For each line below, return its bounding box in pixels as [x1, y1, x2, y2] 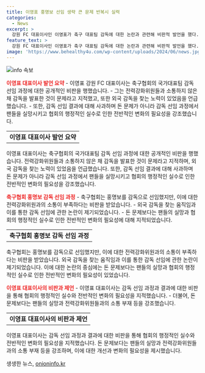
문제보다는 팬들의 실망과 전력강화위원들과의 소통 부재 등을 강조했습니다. [6, 299, 176, 306]
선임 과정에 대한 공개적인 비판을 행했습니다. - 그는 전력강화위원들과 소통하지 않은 [6, 87, 198, 94]
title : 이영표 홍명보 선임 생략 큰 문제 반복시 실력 [6, 9, 120, 15]
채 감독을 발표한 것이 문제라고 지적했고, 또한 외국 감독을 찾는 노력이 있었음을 [6, 94, 187, 102]
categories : [6, 15, 37, 21]
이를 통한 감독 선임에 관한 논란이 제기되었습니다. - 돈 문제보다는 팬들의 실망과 [6, 209, 189, 216]
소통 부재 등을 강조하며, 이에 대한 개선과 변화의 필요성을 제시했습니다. [17, 347, 182, 354]
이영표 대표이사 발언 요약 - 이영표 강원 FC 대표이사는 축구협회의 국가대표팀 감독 [6, 79, 194, 86]
